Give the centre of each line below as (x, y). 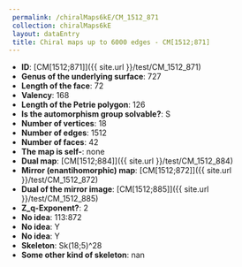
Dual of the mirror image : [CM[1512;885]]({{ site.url (115, 189)
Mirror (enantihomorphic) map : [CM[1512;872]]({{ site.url (126, 171)
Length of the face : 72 (62, 86)
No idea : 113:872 (51, 217)
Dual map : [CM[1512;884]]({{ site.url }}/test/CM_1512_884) (127, 161)
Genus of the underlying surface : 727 (91, 77)
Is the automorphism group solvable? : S (96, 114)
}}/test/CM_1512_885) (60, 199)
